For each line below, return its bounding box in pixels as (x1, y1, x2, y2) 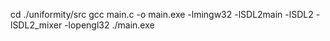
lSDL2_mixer (10, 19, 63, 31)
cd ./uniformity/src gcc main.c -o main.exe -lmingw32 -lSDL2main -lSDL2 (10, 9, 314, 20)
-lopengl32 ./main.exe (64, 19, 155, 31)
